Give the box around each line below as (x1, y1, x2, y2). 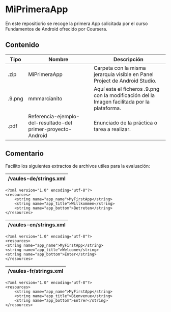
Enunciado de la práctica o (93, 119, 158, 126)
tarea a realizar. (93, 125, 131, 133)
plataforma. (93, 105, 121, 112)
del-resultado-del (28, 119, 72, 126)
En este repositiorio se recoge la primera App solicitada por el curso (5, 20, 148, 27)
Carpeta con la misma (93, 64, 146, 71)
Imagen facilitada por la (93, 98, 150, 105)
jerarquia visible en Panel (93, 70, 154, 77)
